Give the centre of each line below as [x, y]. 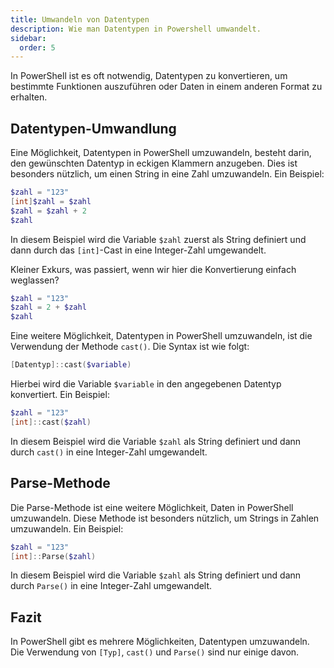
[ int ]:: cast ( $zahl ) [51, 422]
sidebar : [28, 38]
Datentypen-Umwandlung [93, 128]
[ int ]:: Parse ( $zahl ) [53, 556]
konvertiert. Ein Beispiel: [60, 395]
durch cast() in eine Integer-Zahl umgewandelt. [109, 452]
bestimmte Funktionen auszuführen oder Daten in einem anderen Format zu [166, 87]
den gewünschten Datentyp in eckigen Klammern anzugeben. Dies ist [154, 163]
